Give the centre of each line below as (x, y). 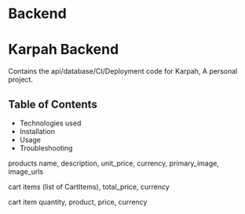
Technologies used (50, 123)
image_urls (26, 171)
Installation (37, 131)
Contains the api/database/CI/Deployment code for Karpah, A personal (123, 71)
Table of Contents (53, 104)
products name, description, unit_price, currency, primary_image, (114, 163)
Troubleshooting (46, 148)
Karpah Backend (64, 50)
